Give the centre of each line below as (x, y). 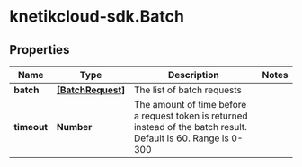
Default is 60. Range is (181, 138)
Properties (40, 50)
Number (74, 127)
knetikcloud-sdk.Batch (97, 17)
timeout (31, 127)
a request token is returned (191, 116)
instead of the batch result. (190, 127)
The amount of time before (190, 105)
